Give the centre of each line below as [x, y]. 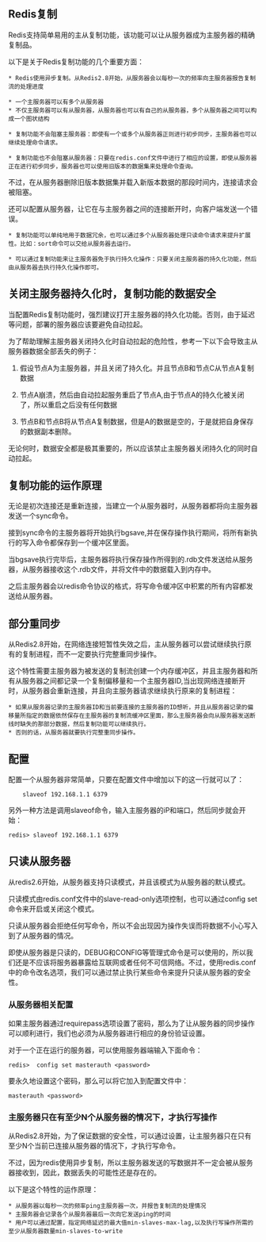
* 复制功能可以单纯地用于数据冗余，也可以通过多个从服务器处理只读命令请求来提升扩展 [129, 235]
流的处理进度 [26, 86]
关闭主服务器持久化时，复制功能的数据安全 [112, 294]
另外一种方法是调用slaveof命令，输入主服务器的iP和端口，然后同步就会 [124, 811]
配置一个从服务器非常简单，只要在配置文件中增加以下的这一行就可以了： [126, 780]
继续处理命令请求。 [35, 142]
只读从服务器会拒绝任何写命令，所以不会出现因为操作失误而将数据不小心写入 [133, 926]
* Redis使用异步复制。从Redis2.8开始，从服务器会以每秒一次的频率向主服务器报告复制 [132, 78]
